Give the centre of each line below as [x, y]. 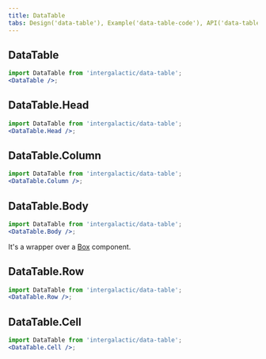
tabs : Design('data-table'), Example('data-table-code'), [106, 23]
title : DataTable [37, 15]
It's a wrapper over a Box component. [70, 246]
